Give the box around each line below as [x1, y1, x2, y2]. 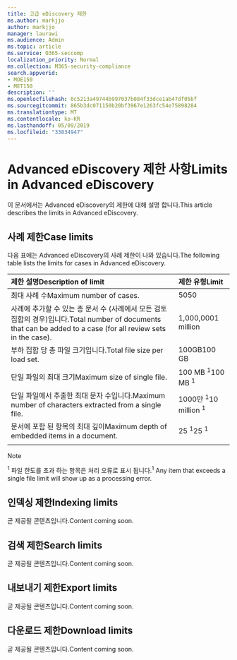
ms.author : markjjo [7, 17, 65, 24]
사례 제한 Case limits [7, 231, 94, 243]
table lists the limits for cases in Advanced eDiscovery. [7, 259, 166, 268]
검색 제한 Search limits [7, 539, 102, 551]
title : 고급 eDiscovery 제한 [7, 10, 87, 18]
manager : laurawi [7, 30, 59, 37]
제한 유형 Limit [178, 277, 224, 287]
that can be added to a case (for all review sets [11, 324, 166, 334]
